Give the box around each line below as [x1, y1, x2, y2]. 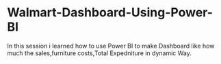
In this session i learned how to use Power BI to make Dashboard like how [7, 42, 215, 50]
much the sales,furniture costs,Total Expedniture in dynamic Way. [7, 49, 192, 57]
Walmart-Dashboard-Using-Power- [7, 5, 213, 20]
